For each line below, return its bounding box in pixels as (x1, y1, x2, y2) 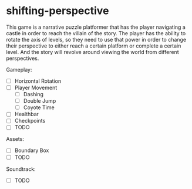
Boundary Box (14, 147, 49, 154)
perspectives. (6, 55, 39, 62)
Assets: (6, 136, 25, 143)
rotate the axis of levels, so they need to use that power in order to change (6, 36, 187, 43)
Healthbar (14, 110, 39, 118)
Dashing (23, 91, 44, 98)
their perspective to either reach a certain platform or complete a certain (6, 42, 181, 49)
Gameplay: (6, 66, 32, 73)
